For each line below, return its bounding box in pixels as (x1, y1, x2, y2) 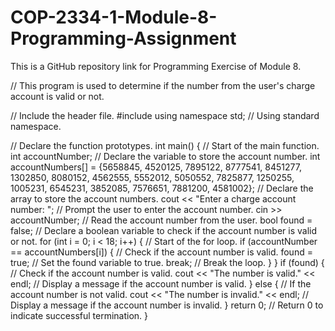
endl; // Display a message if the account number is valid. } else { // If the (10, 277, 312, 290)
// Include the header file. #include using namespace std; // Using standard (10, 109, 320, 121)
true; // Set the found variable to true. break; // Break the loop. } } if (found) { (10, 256, 325, 268)
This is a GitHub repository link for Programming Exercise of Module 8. (10, 60, 302, 72)
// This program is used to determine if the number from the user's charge (10, 79, 316, 91)
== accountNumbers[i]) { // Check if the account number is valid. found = (10, 246, 313, 258)
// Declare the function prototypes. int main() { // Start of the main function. (10, 139, 320, 151)
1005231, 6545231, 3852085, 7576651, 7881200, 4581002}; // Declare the (10, 182, 314, 194)
